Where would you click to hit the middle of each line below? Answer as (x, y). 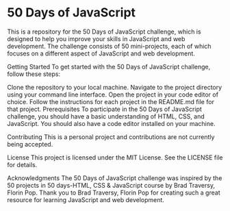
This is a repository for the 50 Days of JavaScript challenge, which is (104, 32)
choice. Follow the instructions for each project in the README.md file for (111, 101)
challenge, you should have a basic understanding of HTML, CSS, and (106, 116)
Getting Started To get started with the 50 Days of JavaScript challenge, (109, 66)
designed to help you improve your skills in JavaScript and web (96, 38)
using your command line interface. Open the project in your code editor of (113, 95)
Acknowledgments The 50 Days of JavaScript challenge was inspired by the (115, 178)
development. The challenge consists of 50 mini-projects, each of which (109, 46)
